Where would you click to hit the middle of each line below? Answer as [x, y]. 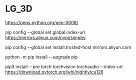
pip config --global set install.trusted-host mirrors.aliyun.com [68, 47]
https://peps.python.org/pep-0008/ [42, 22]
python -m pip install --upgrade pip [41, 57]
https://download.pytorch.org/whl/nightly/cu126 [54, 72]
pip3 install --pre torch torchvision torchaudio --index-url [64, 66]
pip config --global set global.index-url [45, 32]
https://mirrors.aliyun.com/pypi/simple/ [45, 37]
